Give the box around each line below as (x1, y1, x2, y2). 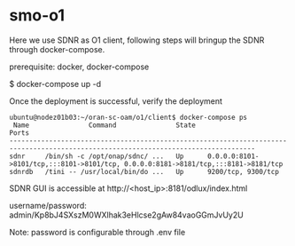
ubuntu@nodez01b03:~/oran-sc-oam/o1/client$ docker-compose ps (9, 113, 248, 122)
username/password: (9, 200, 87, 210)
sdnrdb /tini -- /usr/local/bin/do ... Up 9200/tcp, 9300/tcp (9, 167, 279, 176)
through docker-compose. (9, 44, 105, 54)
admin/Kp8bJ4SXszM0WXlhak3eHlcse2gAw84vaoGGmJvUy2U (9, 210, 244, 220)
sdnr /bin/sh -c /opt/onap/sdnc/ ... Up (9, 152, 184, 161)
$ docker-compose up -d (9, 78, 102, 89)
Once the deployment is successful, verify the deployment (9, 95, 223, 107)
